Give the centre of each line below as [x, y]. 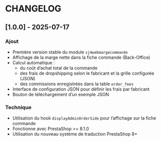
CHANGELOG [33, 9]
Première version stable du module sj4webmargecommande [70, 52]
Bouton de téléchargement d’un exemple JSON [61, 94]
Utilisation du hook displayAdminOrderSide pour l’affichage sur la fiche [84, 118]
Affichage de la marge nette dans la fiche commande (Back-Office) [81, 57]
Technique [18, 107]
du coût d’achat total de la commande [59, 68]
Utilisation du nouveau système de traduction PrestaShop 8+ [75, 134]
